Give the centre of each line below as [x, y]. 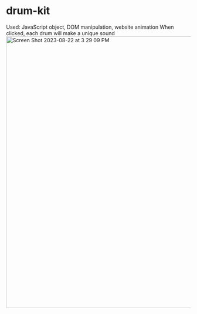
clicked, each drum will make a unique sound [61, 33]
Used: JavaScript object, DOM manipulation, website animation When [90, 27]
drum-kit [28, 11]
